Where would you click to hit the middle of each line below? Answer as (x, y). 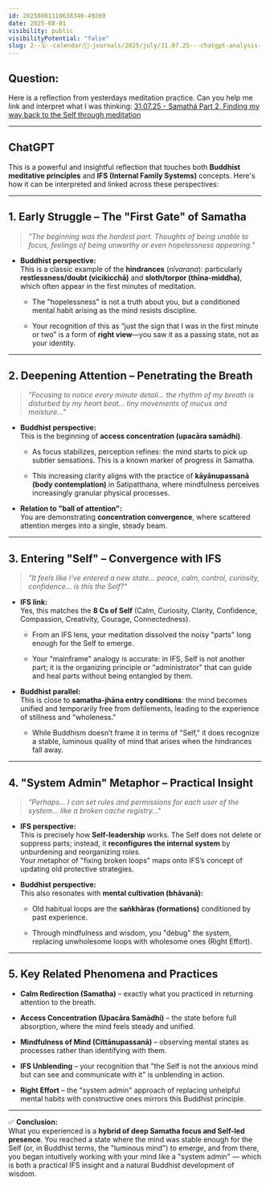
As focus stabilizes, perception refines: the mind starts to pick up (139, 452)
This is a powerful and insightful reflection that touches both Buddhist (125, 167)
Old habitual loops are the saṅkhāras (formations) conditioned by (141, 909)
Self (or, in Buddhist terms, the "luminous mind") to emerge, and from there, (134, 1148)
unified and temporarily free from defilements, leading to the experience (139, 709)
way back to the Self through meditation (75, 114)
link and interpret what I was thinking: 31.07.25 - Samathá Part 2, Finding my (134, 106)
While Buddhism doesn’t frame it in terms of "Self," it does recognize (145, 733)
